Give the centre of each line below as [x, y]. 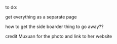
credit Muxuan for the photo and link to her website [59, 36]
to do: [11, 7]
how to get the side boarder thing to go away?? [54, 26]
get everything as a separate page [41, 17]
